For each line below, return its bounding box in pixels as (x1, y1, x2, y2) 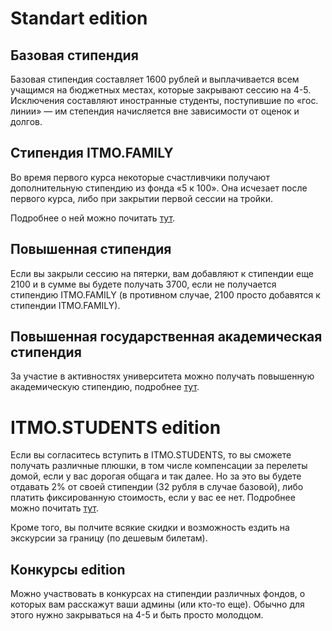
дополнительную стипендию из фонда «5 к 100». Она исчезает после (10, 182, 308, 194)
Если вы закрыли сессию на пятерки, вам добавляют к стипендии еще (10, 267, 314, 279)
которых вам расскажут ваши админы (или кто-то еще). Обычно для (10, 598, 305, 611)
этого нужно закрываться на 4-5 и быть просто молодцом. (10, 609, 264, 621)
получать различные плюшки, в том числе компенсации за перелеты (10, 460, 308, 472)
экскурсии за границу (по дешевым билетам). (10, 532, 208, 544)
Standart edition (10, 7, 148, 30)
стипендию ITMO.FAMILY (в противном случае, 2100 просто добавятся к (10, 288, 321, 301)
